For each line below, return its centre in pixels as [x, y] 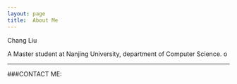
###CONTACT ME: [35, 73]
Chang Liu [22, 40]
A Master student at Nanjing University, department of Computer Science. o [117, 54]
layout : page [26, 14]
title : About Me [33, 20]
